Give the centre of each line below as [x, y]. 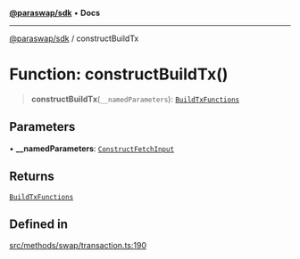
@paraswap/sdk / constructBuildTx [74, 38]
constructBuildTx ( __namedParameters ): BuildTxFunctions [135, 99]
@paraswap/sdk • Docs [55, 13]
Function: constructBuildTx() [119, 74]
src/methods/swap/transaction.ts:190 [78, 246]
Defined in [39, 224]
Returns [32, 177]
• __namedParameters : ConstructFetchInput [92, 148]
